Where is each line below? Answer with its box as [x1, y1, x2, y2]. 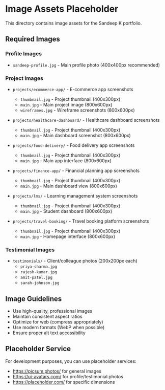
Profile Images [5, 50, 42, 57]
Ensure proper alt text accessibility [12, 330, 86, 336]
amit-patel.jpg [20, 275, 52, 280]
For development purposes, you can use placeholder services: [5, 358, 136, 364]
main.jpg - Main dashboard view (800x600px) [20, 183, 117, 189]
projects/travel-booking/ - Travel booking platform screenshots [12, 218, 149, 224]
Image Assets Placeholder [5, 3, 119, 15]
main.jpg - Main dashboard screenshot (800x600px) [20, 132, 131, 138]
